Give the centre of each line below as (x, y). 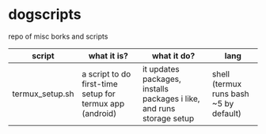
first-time (100, 84)
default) (227, 114)
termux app (103, 103)
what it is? (108, 55)
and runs (159, 108)
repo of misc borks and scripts (58, 36)
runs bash (231, 94)
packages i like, (171, 99)
